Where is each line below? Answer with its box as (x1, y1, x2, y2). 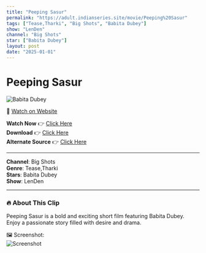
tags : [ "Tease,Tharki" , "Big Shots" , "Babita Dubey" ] (6, 20, 147, 26)
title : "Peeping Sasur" (6, 9, 67, 15)
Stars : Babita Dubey (6, 171, 58, 178)
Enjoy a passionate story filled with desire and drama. (6, 219, 142, 226)
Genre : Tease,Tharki (6, 164, 58, 172)
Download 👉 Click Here (6, 129, 69, 136)
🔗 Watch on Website (6, 107, 58, 115)
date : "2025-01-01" (6, 49, 56, 55)
